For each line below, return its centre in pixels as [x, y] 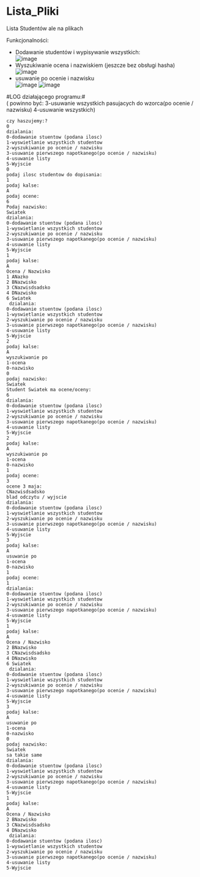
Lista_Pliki [33, 11]
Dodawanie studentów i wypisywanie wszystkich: [78, 52]
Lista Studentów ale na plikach [45, 28]
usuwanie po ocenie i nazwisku [55, 78]
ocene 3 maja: [24, 486]
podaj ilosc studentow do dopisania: [54, 174]
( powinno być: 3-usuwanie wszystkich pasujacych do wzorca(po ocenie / [100, 103]
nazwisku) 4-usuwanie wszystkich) [51, 109]
